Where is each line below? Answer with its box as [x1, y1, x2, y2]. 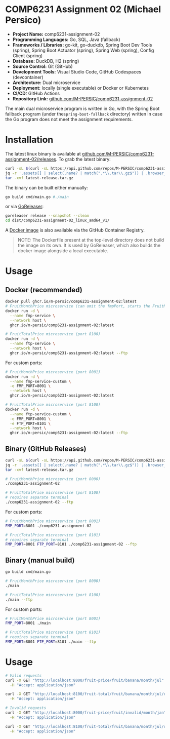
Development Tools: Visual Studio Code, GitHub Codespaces [12, 68, 142, 74]
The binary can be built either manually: [5, 184, 89, 190]
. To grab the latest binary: [56, 156, 111, 162]
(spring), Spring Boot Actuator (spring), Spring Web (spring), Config [12, 47, 154, 53]
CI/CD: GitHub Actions [12, 90, 60, 96]
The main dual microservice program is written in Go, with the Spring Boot [5, 105, 160, 111]
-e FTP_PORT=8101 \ [10, 421, 51, 426]
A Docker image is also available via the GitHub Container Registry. [5, 227, 145, 234]
